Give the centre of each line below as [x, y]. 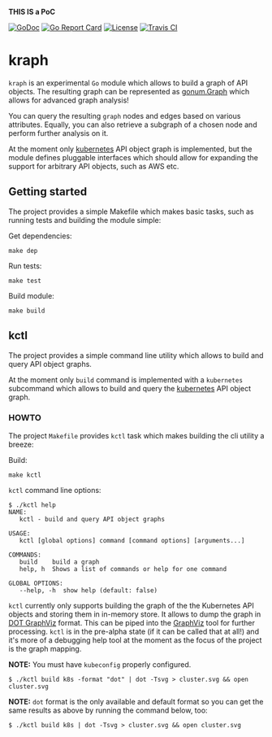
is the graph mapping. [45, 648]
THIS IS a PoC [32, 12]
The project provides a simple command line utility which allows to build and [136, 355]
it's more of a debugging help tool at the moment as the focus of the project [135, 640]
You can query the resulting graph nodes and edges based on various [125, 116]
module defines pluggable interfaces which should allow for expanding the [133, 157]
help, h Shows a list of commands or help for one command [123, 569]
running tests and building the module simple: [85, 220]
